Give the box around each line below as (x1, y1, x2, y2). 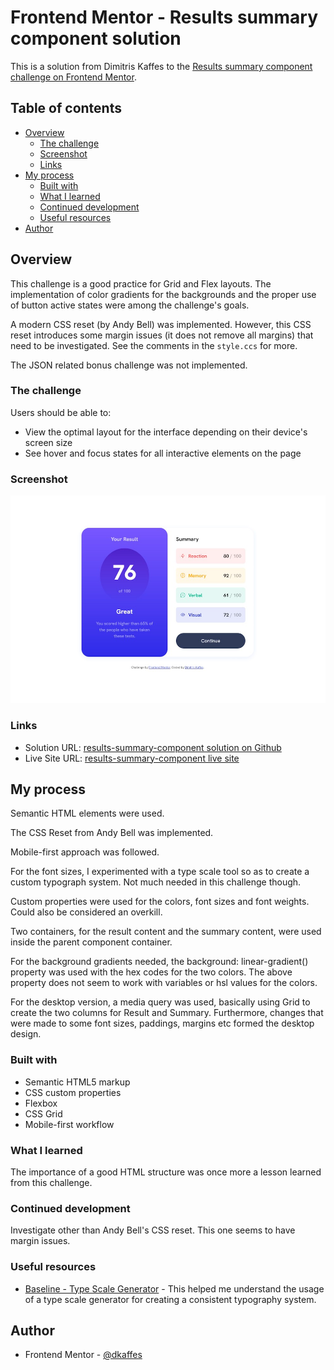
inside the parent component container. (10, 936, 173, 948)
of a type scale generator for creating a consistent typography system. (24, 1293, 317, 1305)
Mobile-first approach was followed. (10, 846, 160, 858)
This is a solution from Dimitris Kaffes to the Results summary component (10, 60, 313, 72)
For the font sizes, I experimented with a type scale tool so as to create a (10, 866, 310, 878)
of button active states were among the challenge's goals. (10, 299, 250, 311)
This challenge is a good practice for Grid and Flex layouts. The (10, 277, 272, 290)
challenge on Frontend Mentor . (10, 71, 137, 83)
